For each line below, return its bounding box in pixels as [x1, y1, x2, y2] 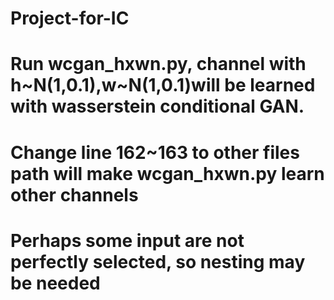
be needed [10, 272, 101, 294]
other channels [10, 183, 139, 206]
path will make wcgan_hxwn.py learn [10, 162, 325, 185]
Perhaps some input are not [10, 229, 245, 252]
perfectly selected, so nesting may [10, 250, 306, 273]
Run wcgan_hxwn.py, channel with [10, 53, 307, 76]
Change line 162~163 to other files [10, 141, 300, 164]
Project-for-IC [10, 7, 130, 30]
